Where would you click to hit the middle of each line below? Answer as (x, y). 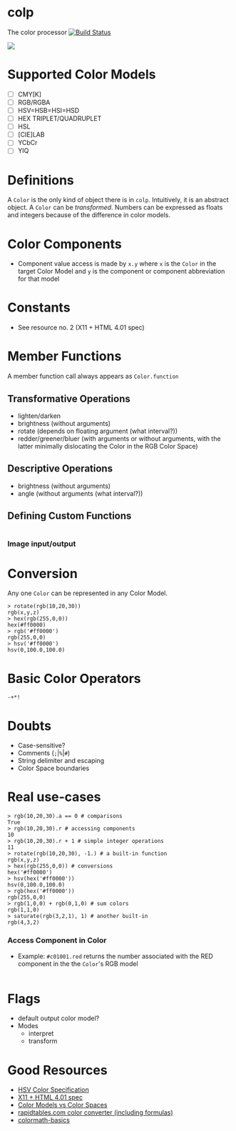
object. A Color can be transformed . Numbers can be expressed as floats (115, 207)
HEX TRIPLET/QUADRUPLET (60, 119)
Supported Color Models (82, 75)
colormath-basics (43, 1120)
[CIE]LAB (31, 135)
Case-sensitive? (41, 746)
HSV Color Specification (53, 1090)
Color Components (65, 244)
